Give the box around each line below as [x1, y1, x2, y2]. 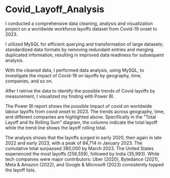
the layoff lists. [5, 167, 36, 173]
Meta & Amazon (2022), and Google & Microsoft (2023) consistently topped [5, 161, 164, 167]
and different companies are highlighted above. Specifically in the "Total [5, 113, 156, 120]
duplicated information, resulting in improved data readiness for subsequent [5, 52, 164, 58]
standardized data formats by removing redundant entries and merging [5, 46, 154, 52]
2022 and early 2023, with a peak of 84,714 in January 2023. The [5, 140, 143, 146]
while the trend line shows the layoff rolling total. [5, 125, 107, 131]
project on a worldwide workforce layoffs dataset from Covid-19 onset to [5, 25, 157, 32]
